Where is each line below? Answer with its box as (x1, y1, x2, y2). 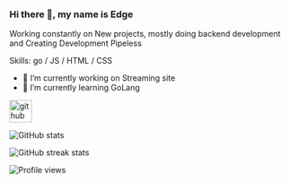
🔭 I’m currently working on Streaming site (22, 73, 176, 83)
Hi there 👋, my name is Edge (9, 8, 134, 21)
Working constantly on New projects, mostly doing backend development (9, 29, 281, 39)
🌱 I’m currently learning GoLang (22, 83, 141, 93)
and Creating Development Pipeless (9, 38, 142, 48)
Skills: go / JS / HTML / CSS (9, 56, 113, 66)
